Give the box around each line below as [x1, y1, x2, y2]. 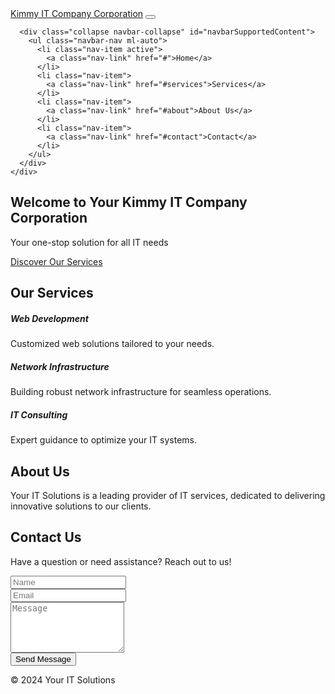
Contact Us [10, 529, 82, 546]
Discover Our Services [10, 255, 103, 267]
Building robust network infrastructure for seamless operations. [10, 386, 272, 398]
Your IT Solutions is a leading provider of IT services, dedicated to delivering [10, 489, 326, 501]
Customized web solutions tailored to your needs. [10, 338, 215, 350]
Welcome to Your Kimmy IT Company [10, 194, 248, 211]
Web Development [10, 312, 89, 324]
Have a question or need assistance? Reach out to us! [10, 555, 232, 567]
